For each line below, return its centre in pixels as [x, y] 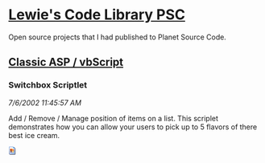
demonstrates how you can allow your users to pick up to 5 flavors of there [133, 127]
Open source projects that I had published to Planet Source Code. [118, 37]
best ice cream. [34, 135]
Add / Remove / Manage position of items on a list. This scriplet [114, 118]
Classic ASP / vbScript [66, 62]
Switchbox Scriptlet [48, 85]
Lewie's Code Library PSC [97, 15]
